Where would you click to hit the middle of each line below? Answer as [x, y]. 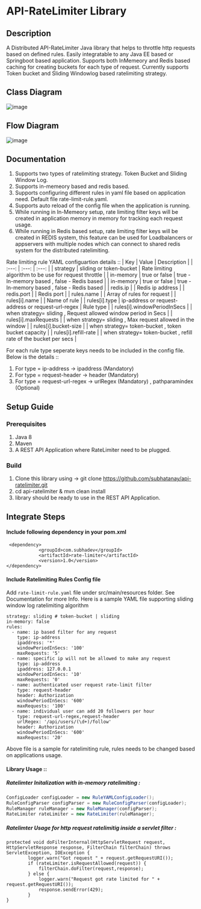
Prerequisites [26, 424]
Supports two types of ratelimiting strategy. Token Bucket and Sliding [101, 173]
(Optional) [27, 388]
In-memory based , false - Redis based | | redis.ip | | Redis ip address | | [95, 288]
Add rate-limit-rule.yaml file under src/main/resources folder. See [91, 593]
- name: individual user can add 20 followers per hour [83, 711]
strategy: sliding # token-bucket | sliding [63, 617]
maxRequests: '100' [42, 706]
